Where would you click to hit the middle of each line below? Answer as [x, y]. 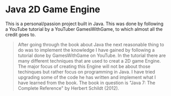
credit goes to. [21, 34]
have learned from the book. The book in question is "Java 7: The [87, 83]
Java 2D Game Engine [53, 9]
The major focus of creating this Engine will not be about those [84, 66]
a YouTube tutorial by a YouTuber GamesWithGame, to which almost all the [84, 29]
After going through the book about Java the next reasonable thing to [91, 44]
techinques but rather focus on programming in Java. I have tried [86, 72]
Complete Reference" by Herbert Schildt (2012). [68, 88]
